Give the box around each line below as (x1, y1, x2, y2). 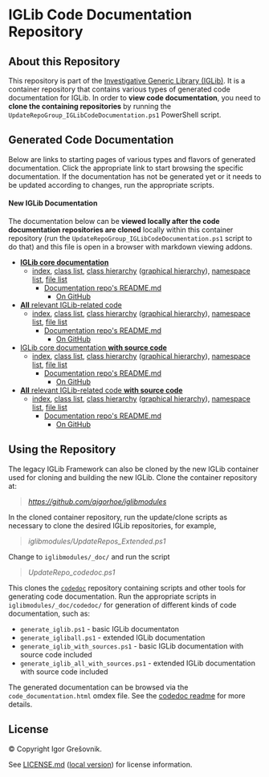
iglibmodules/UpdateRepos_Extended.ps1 (27, 536, 166, 546)
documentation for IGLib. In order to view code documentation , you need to (8, 93, 261, 102)
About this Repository (8, 55, 120, 68)
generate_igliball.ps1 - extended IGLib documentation (19, 633, 206, 642)
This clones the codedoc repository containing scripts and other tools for (8, 583, 247, 592)
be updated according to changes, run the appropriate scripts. (8, 180, 214, 189)
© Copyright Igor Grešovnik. (8, 744, 103, 754)
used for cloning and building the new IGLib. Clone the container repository (8, 472, 258, 482)
